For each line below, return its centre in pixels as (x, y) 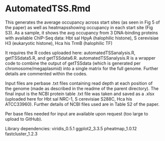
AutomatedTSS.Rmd (48, 9)
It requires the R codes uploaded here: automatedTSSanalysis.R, (70, 53)
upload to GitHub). (24, 119)
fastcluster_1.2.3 (21, 134)
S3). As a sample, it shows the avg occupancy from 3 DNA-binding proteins (82, 33)
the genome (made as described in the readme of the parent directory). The (82, 88)
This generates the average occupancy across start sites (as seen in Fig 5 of (82, 22)
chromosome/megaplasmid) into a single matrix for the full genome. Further (82, 68)
